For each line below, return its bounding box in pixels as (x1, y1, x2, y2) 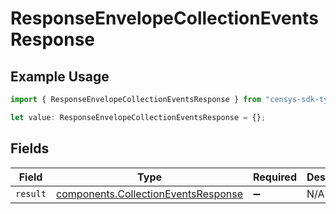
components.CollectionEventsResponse (56, 187, 244, 201)
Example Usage (10, 68, 110, 85)
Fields (10, 140, 50, 157)
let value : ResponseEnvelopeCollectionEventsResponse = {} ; (10, 112, 267, 122)
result (15, 188, 47, 199)
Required (253, 170, 297, 184)
